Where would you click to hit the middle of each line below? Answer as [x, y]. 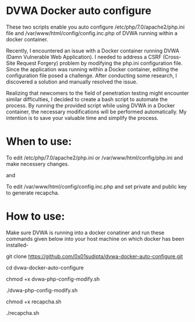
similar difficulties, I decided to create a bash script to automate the [87, 99]
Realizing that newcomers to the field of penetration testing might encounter [97, 93]
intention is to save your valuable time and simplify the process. [82, 117]
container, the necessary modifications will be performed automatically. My [96, 112]
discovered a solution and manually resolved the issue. [72, 82]
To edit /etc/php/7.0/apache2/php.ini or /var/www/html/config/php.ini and [95, 157]
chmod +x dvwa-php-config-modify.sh [53, 279]
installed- [17, 245]
